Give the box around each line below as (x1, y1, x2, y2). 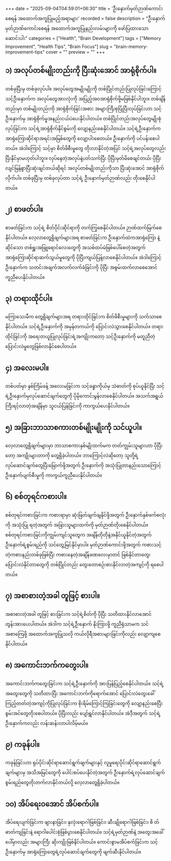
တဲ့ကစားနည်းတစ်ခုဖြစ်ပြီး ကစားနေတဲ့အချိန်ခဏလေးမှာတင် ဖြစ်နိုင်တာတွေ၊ (5, 551, 151, 557)
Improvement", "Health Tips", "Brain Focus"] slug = (5, 44, 113, 50)
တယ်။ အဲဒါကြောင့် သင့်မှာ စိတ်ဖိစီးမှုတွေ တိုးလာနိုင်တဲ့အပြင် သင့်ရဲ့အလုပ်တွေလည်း (5, 145, 166, 151)
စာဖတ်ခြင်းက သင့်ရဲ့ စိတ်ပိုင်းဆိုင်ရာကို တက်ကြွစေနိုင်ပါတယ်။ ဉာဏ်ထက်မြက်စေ (5, 224, 162, 230)
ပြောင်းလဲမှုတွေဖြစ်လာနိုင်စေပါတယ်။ (5, 343, 77, 350)
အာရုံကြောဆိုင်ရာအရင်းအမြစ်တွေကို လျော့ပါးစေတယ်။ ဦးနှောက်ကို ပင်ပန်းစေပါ (5, 135, 160, 141)
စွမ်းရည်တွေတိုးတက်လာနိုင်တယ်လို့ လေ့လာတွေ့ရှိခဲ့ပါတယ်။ (5, 780, 120, 786)
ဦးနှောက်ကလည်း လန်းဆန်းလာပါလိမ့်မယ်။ (5, 720, 88, 726)
